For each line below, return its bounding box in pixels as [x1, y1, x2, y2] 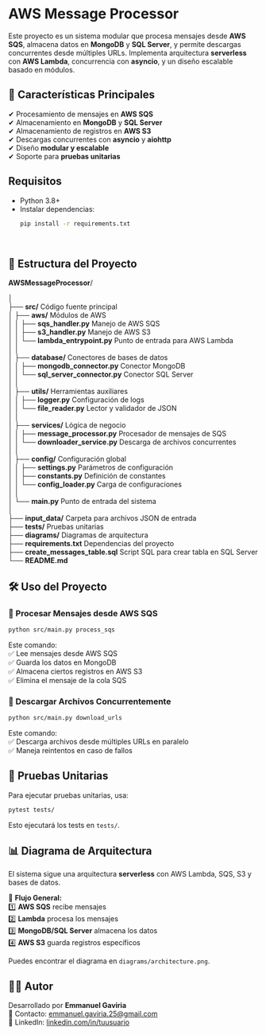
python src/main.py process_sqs [8, 626, 115, 634]
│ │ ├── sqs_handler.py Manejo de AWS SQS [8, 319, 160, 329]
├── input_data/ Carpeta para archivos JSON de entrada [8, 514, 197, 523]
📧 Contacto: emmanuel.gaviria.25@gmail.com [8, 1009, 158, 1019]
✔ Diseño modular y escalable [8, 143, 110, 152]
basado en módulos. [8, 64, 75, 74]
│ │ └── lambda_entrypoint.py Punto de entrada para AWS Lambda [8, 336, 234, 346]
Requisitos [8, 174, 62, 188]
